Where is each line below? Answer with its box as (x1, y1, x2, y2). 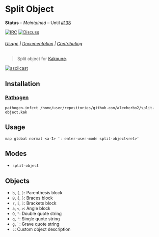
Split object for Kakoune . (17, 56, 67, 62)
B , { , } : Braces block (12, 195, 53, 201)
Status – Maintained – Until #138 (5, 20, 71, 26)
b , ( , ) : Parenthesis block (12, 190, 63, 196)
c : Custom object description (12, 226, 71, 232)
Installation (5, 80, 40, 88)
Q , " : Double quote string (12, 210, 62, 217)
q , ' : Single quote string (12, 216, 60, 222)
